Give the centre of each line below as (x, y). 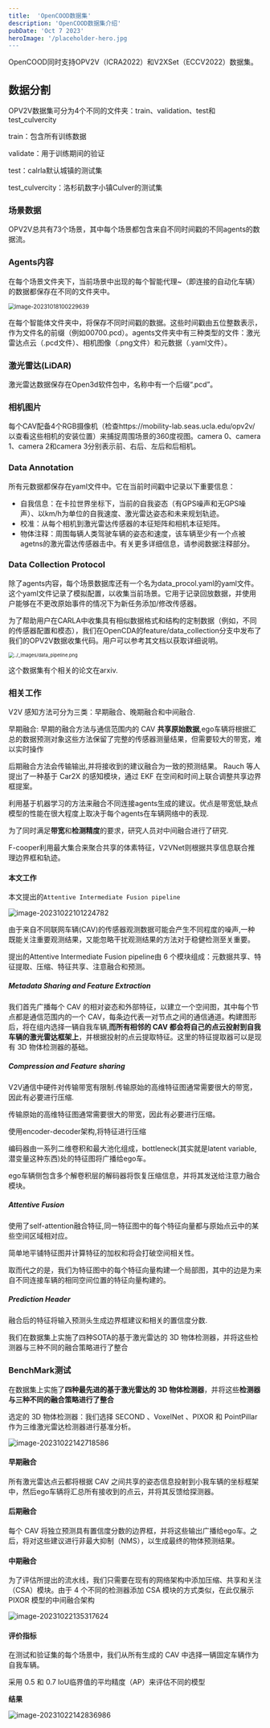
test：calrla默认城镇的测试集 (55, 170)
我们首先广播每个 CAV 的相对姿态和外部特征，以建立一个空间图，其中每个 (130, 1007)
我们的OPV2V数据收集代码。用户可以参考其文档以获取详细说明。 (115, 641)
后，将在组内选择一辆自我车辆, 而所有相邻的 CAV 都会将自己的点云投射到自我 (135, 1027)
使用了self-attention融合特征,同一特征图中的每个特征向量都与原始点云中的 (130, 1226)
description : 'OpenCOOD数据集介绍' (65, 23)
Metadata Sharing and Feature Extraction (80, 985)
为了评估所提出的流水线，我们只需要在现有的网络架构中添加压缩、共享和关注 (135, 1580)
